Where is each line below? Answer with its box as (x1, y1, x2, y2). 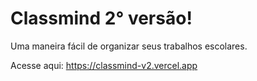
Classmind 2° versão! (10, 7, 193, 30)
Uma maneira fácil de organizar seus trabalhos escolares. (10, 40, 248, 52)
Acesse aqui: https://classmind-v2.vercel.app (10, 59, 198, 71)
